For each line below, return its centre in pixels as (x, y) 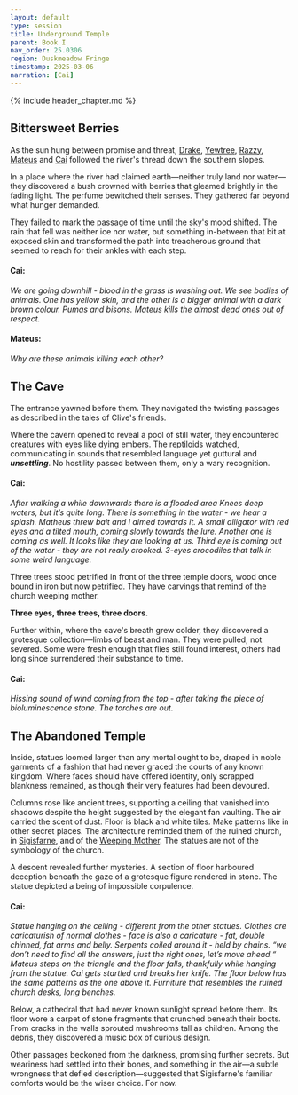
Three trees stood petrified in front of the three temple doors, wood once (144, 576)
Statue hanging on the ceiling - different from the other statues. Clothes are (149, 926)
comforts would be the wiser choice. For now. (94, 1083)
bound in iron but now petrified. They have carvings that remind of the (138, 586)
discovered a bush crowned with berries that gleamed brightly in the (153, 186)
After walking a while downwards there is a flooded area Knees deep (137, 503)
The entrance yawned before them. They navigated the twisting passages (145, 408)
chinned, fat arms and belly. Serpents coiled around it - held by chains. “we (149, 945)
